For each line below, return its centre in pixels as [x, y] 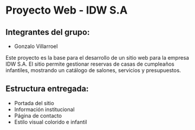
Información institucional [44, 109]
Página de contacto [38, 115]
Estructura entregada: [47, 89]
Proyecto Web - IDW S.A [67, 10]
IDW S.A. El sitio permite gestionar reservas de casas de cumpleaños [90, 64]
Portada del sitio [34, 103]
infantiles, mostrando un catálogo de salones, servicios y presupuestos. [93, 70]
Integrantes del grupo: [48, 32]
